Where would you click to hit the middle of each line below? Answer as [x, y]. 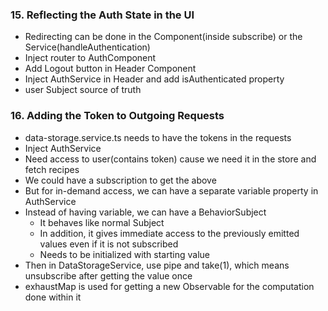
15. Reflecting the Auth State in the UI [102, 15]
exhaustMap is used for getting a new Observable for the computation [169, 286]
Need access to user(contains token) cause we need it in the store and [170, 159]
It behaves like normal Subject [102, 222]
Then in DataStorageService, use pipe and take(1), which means [157, 265]
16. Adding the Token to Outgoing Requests [117, 116]
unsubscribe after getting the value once [108, 275]
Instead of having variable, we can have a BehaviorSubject [145, 212]
